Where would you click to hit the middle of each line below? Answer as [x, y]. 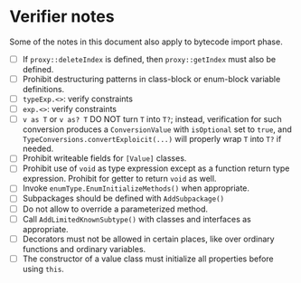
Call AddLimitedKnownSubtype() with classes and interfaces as [136, 219]
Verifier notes [62, 17]
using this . [43, 269]
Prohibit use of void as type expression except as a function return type [156, 168]
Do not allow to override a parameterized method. [115, 209]
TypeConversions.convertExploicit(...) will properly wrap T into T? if [152, 139]
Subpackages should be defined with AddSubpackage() [123, 198]
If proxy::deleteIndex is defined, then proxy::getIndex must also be [149, 59]
